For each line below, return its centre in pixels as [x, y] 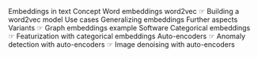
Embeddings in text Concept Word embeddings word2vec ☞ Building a [124, 11]
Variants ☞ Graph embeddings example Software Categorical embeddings [129, 28]
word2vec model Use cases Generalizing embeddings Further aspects [123, 20]
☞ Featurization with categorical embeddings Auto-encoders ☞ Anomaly [127, 36]
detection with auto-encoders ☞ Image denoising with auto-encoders [121, 45]
